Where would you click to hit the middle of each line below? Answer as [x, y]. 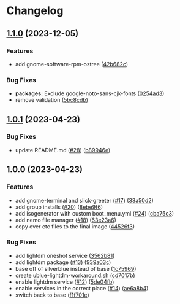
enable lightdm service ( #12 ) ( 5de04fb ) [65, 282]
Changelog [35, 11]
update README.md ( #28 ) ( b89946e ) [63, 150]
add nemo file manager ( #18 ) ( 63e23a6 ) [66, 220]
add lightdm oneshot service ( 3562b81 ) [65, 255]
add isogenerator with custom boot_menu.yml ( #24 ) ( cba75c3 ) [95, 213]
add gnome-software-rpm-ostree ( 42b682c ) [72, 64]
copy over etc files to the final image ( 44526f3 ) [75, 226]
